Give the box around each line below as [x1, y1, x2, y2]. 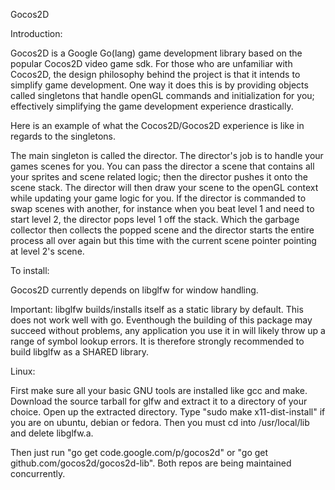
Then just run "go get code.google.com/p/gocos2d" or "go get [10, 447, 269, 458]
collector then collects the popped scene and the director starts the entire [10, 224, 315, 236]
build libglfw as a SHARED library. [10, 346, 150, 358]
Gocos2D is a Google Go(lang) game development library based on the [10, 47, 303, 59]
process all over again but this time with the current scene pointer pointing [10, 235, 317, 246]
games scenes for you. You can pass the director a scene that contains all [10, 160, 315, 172]
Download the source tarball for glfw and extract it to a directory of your [10, 395, 308, 407]
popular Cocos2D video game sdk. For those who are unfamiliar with [10, 58, 293, 69]
